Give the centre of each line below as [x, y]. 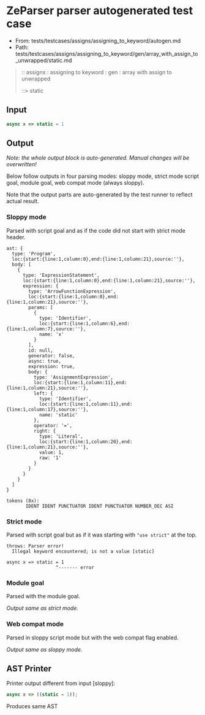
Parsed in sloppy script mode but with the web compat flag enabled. [92, 637]
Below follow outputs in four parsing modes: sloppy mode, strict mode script [103, 176]
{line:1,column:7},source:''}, [46, 329]
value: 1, [51, 452]
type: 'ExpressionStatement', [61, 275]
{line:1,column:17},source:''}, [47, 409]
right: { [45, 431]
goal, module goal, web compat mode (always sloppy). [76, 183]
